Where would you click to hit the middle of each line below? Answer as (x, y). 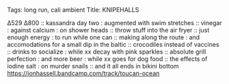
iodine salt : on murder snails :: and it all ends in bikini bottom (93, 66)
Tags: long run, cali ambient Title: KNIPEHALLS (73, 10)
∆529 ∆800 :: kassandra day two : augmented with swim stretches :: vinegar (114, 23)
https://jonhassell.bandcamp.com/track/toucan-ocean (83, 73)
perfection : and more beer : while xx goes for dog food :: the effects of (107, 59)
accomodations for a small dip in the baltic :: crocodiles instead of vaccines (113, 44)
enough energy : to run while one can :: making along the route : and (104, 37)
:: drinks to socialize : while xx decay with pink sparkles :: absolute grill (107, 51)
